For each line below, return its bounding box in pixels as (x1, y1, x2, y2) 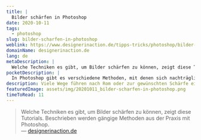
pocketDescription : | (6, 70, 60, 76)
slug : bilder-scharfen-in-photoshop (6, 36, 98, 42)
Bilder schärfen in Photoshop (11, 14, 87, 20)
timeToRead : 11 (6, 92, 44, 98)
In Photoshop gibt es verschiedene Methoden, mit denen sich (11, 75, 167, 81)
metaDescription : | (6, 58, 55, 64)
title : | (6, 8, 28, 15)
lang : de (6, 53, 28, 59)
